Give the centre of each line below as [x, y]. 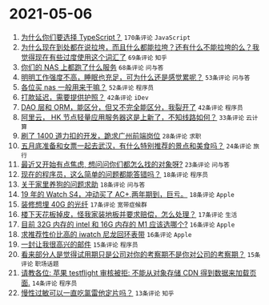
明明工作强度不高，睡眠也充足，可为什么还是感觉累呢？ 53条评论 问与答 [135, 77]
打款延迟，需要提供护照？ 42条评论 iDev [84, 97]
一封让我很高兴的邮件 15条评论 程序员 [79, 244]
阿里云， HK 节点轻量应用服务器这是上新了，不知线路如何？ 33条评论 [132, 117]
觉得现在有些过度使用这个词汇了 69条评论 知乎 [94, 57]
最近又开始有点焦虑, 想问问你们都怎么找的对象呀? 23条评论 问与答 [125, 164]
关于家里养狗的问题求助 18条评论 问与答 [83, 184]
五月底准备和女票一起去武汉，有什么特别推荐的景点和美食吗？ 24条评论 [136, 146]
